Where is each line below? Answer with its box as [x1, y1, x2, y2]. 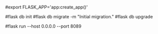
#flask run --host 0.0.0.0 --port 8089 [5, 23, 81, 29]
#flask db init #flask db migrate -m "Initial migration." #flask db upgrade [5, 14, 153, 19]
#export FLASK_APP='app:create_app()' [5, 4, 88, 10]
